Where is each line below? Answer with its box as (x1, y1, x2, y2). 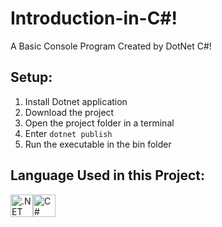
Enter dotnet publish (24, 127, 113, 139)
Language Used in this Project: (10, 167, 206, 184)
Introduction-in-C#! (10, 7, 178, 30)
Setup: (10, 69, 53, 86)
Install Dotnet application (24, 95, 128, 107)
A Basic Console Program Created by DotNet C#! (10, 40, 212, 52)
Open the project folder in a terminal (24, 117, 175, 129)
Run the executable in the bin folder (24, 138, 172, 150)
